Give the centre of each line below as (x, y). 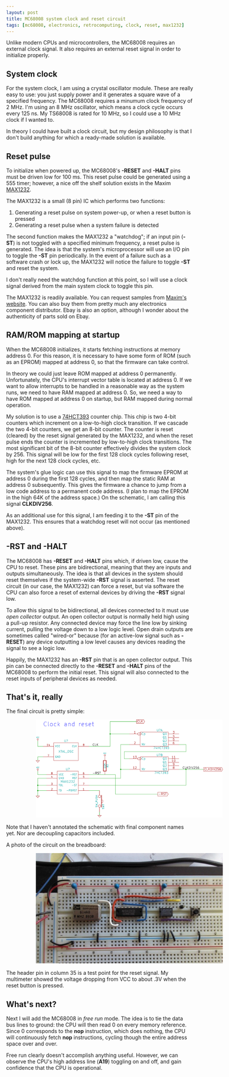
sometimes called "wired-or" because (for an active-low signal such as (93, 635)
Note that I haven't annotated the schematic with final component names (95, 827)
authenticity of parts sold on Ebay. (48, 316)
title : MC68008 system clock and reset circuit (66, 19)
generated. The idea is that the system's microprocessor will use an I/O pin (98, 249)
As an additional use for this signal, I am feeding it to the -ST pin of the (93, 515)
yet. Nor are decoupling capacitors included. (61, 833)
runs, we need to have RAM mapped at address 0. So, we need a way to (94, 392)
